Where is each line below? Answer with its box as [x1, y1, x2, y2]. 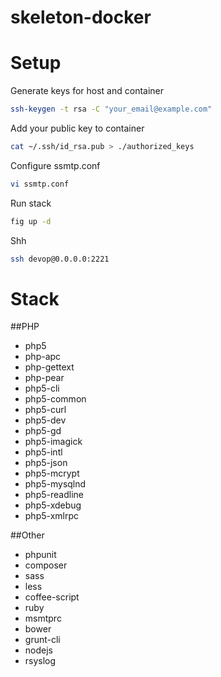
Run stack [10, 197, 52, 209]
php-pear [24, 372, 65, 384]
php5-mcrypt [24, 467, 80, 480]
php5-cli [24, 382, 60, 395]
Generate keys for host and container [10, 85, 165, 97]
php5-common [24, 393, 87, 405]
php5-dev [24, 414, 67, 426]
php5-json [24, 457, 68, 469]
